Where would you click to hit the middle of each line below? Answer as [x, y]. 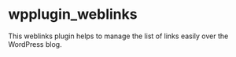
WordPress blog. [35, 44]
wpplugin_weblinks [73, 14]
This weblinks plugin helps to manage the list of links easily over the [118, 36]
